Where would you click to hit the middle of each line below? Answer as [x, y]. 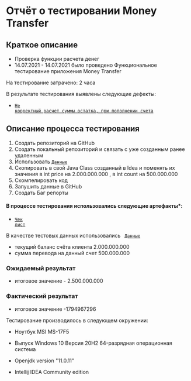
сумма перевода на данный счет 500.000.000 [72, 253]
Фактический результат [42, 296]
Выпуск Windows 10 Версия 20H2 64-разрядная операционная [93, 343]
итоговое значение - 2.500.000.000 [59, 281]
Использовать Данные [41, 162]
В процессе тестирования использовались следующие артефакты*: [94, 206]
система [25, 349]
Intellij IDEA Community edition [52, 372]
